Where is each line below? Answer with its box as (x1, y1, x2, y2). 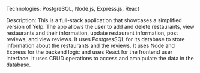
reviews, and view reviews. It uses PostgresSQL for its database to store (6, 36, 185, 42)
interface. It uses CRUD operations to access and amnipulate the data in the (6, 55, 194, 62)
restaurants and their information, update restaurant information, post (6, 29, 178, 36)
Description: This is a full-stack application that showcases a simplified (6, 17, 182, 23)
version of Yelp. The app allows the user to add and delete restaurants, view (6, 23, 195, 30)
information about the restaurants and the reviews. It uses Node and (6, 42, 175, 49)
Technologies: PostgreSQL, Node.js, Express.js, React (6, 5, 140, 12)
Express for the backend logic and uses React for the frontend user (6, 48, 173, 56)
